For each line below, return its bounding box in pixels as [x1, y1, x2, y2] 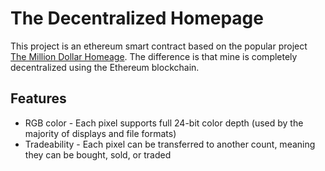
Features [10, 90, 67, 107]
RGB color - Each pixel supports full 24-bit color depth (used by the [24, 117, 304, 129]
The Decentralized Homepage [10, 7, 264, 30]
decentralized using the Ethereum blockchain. [10, 61, 200, 73]
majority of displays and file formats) [24, 127, 177, 139]
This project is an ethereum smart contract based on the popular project [10, 40, 308, 52]
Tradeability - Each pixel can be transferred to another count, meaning [24, 138, 316, 150]
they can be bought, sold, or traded [24, 148, 172, 161]
